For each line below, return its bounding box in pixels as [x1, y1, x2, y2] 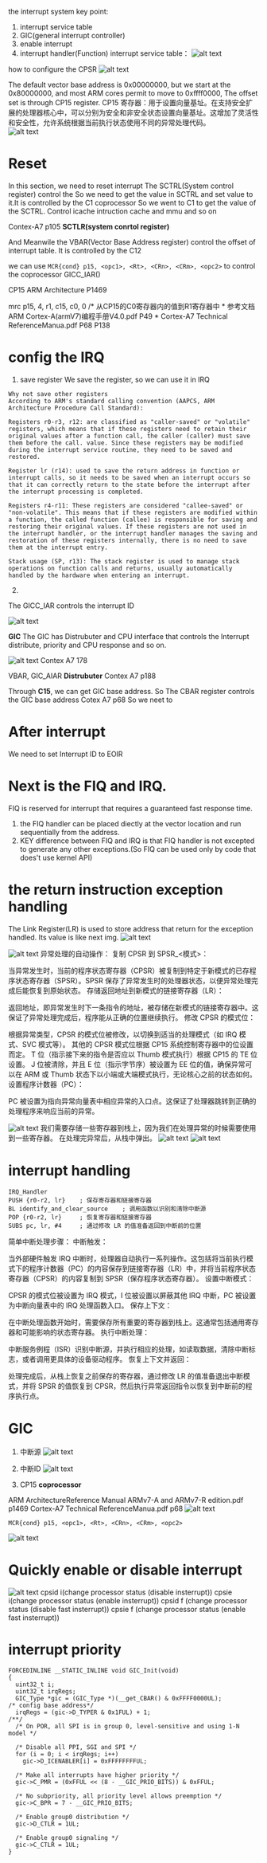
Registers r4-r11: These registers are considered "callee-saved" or [8, 501, 244, 509]
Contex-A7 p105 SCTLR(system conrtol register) [8, 222, 170, 231]
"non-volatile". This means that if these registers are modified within [8, 508, 258, 516]
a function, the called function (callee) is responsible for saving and [8, 516, 258, 524]
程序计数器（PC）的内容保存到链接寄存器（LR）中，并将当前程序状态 [29, 1263, 257, 1273]
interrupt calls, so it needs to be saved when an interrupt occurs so [8, 473, 250, 481]
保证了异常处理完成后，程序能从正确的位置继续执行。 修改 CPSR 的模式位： [8, 1012, 256, 1022]
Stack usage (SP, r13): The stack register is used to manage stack [8, 557, 240, 565]
